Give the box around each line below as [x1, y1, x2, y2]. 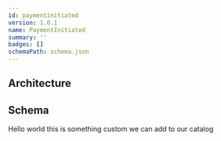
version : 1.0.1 [8, 19, 58, 27]
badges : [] [8, 41, 44, 49]
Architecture [8, 77, 72, 90]
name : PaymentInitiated [8, 26, 86, 34]
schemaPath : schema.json [8, 48, 89, 56]
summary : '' [8, 33, 47, 42]
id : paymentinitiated [8, 11, 79, 20]
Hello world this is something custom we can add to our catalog [8, 125, 214, 134]
